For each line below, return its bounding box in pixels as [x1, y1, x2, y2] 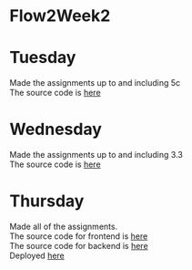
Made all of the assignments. [9, 221, 118, 232]
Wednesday [9, 119, 103, 140]
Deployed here [9, 250, 66, 261]
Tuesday [9, 47, 76, 68]
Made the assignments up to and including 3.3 [9, 150, 184, 161]
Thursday [9, 191, 85, 212]
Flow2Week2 [9, 5, 111, 26]
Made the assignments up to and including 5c [9, 78, 181, 88]
